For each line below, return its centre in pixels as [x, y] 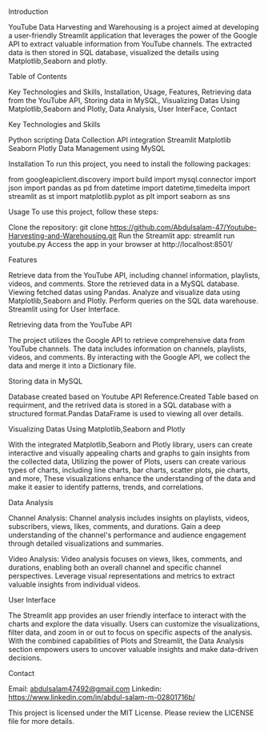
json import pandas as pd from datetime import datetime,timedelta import [129, 188]
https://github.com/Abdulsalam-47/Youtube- [184, 227]
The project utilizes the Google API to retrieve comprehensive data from [127, 340]
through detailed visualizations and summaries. [86, 543]
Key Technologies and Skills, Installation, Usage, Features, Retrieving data [130, 92]
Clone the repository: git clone [58, 227]
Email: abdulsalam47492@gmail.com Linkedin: [85, 689]
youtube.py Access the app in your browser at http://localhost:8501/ [121, 244]
